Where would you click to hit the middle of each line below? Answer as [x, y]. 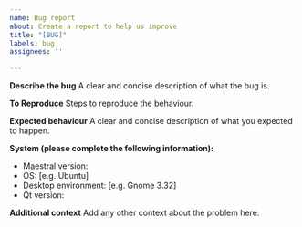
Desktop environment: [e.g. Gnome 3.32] [99, 186]
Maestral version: [55, 166]
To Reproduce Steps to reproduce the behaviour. [102, 103]
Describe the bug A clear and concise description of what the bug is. [140, 86]
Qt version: [43, 195]
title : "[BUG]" [38, 35]
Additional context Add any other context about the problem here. [135, 213]
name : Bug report [42, 18]
